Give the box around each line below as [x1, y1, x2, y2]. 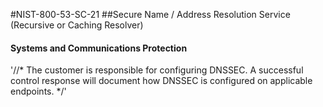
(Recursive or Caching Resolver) [10, 19, 144, 31]
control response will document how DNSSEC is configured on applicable [10, 75, 313, 87]
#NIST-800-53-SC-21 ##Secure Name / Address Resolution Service [10, 9, 291, 20]
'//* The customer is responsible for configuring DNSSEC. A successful [10, 64, 304, 76]
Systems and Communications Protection [10, 42, 188, 54]
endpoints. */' [10, 85, 67, 98]
